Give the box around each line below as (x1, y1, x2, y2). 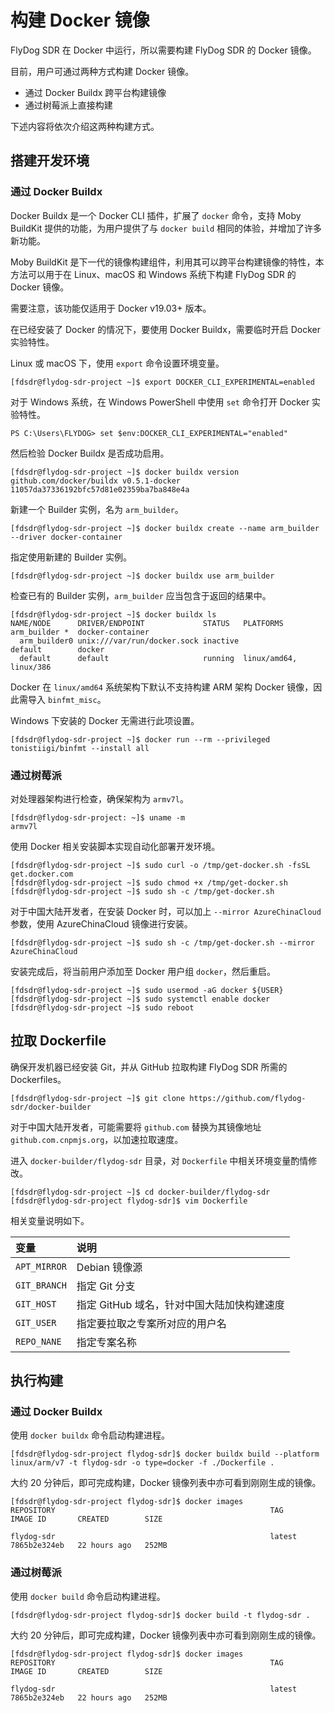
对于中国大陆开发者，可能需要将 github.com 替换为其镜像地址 (10, 1121, 262, 1133)
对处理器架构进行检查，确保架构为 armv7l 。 (10, 792, 189, 805)
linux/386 (10, 662, 52, 672)
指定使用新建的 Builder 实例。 (10, 551, 133, 563)
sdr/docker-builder (10, 1102, 92, 1112)
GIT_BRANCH (15, 1279, 67, 1291)
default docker (10, 644, 105, 655)
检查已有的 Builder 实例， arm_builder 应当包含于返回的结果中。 (10, 589, 272, 601)
